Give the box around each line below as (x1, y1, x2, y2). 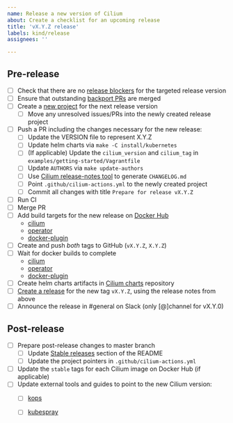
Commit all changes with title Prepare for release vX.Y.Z (27, 187, 193, 195)
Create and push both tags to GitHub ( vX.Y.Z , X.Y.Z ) (17, 241, 167, 249)
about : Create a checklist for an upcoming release (7, 17, 160, 24)
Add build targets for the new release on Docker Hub (17, 211, 169, 219)
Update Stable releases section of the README (27, 349, 163, 358)
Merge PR (17, 203, 47, 211)
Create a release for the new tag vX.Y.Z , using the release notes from (17, 287, 216, 296)
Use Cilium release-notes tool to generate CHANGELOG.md (27, 172, 186, 180)
